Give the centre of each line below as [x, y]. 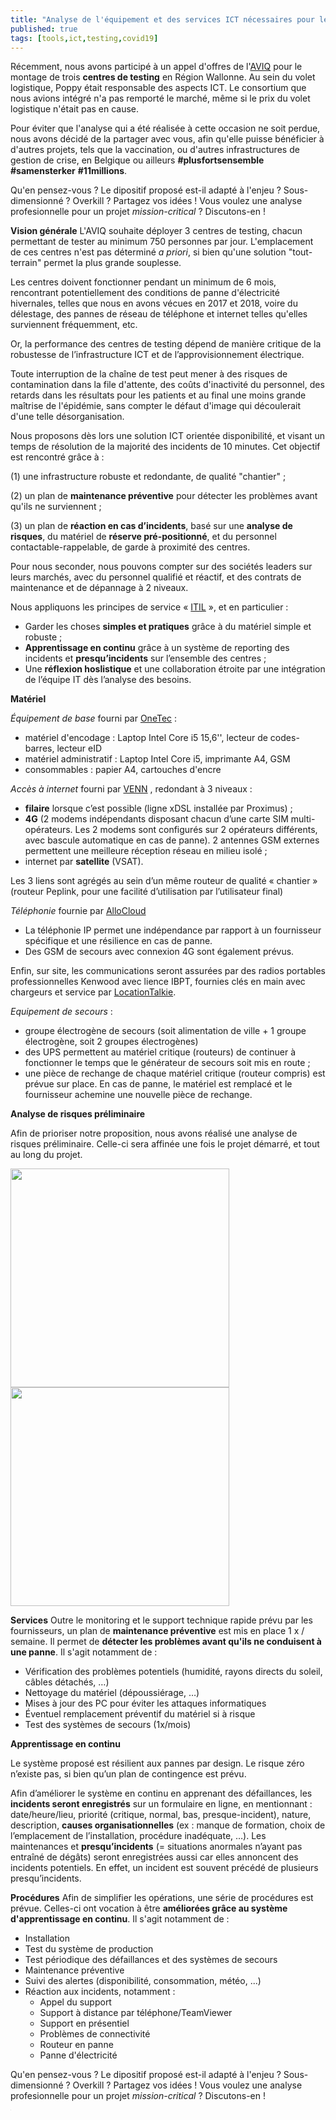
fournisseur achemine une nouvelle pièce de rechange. [138, 1095]
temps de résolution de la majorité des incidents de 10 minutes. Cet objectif [165, 447]
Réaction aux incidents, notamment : [100, 1992]
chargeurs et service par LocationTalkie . [93, 992]
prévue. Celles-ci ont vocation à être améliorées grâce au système [149, 1908]
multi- [303, 819]
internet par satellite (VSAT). [84, 862]
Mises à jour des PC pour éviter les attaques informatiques [145, 1703]
